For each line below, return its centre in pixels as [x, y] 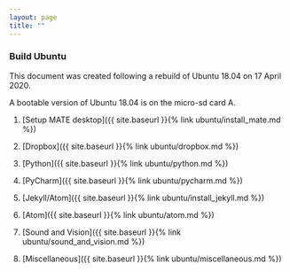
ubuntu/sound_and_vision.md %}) [83, 241]
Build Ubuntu [38, 57]
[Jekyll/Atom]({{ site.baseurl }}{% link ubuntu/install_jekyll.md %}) [143, 198]
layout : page [33, 17]
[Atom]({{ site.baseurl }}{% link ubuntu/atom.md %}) [118, 214]
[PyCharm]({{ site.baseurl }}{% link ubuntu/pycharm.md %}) [133, 180]
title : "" [27, 26]
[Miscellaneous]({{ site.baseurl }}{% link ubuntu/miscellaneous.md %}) [152, 259]
